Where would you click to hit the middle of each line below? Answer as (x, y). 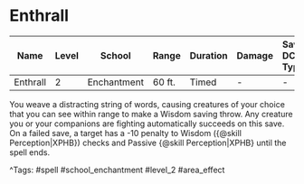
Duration (209, 55)
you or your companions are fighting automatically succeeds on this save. (147, 124)
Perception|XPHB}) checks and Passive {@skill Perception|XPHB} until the (148, 143)
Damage (255, 55)
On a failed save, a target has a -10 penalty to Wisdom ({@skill (126, 133)
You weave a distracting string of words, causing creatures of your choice (147, 104)
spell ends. (30, 152)
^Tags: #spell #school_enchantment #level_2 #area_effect (117, 170)
